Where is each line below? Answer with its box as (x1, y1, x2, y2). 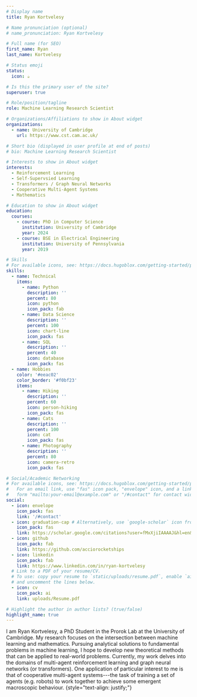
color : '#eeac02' (16, 372, 59, 378)
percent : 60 (27, 399, 57, 405)
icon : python (27, 301, 59, 306)
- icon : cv (11, 585, 38, 591)
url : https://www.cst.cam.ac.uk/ (16, 132, 98, 138)
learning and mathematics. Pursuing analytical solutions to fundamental (6, 641, 179, 648)
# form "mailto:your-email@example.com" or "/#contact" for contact (6, 492, 182, 498)
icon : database (27, 355, 64, 362)
